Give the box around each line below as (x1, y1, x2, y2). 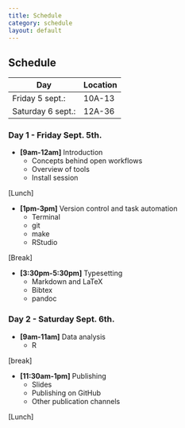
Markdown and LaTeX (31, 277, 103, 286)
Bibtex (31, 286, 53, 295)
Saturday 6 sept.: (12, 106, 76, 117)
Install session (31, 173, 79, 183)
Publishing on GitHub (31, 387, 102, 398)
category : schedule (8, 19, 73, 27)
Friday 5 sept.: (12, 93, 66, 104)
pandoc (31, 294, 57, 303)
